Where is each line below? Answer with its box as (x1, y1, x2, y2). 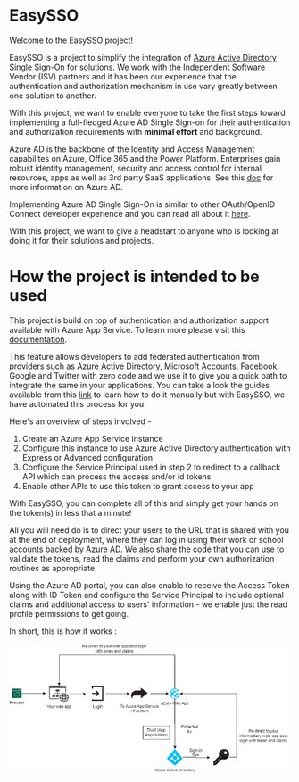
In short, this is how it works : (9, 626, 118, 636)
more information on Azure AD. (9, 181, 123, 192)
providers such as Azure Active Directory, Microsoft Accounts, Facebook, (9, 361, 279, 371)
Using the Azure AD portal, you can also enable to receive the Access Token (9, 579, 290, 590)
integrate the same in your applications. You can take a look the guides (9, 379, 270, 390)
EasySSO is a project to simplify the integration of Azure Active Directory (9, 52, 277, 62)
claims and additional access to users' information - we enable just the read (9, 599, 288, 610)
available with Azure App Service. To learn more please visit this (9, 324, 245, 335)
